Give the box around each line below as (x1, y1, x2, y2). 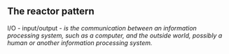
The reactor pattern (7, 6, 95, 17)
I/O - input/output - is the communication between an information (7, 24, 197, 32)
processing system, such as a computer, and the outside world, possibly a (7, 31, 223, 39)
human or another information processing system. (7, 38, 153, 47)
